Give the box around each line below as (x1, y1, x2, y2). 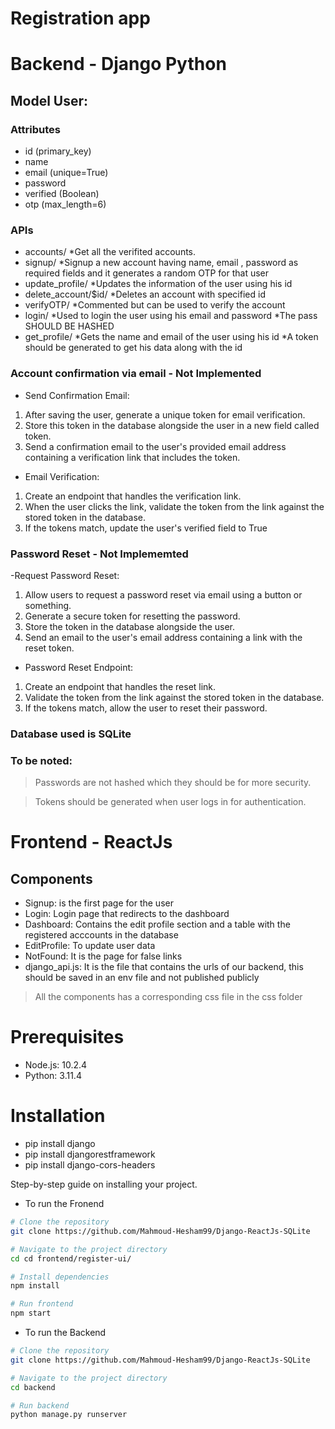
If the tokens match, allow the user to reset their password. (24, 702, 268, 714)
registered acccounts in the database (24, 929, 179, 941)
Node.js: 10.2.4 (24, 1059, 88, 1071)
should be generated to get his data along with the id (24, 342, 243, 354)
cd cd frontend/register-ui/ (10, 1253, 132, 1264)
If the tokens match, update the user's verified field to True (24, 522, 268, 534)
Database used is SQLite (10, 727, 132, 741)
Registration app (10, 7, 151, 30)
